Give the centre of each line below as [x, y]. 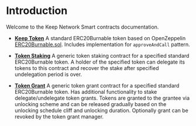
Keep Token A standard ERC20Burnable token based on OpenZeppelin [100, 38]
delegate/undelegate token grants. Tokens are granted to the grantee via [102, 98]
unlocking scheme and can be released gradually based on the [90, 104]
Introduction [37, 11]
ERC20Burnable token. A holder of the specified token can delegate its [100, 62]
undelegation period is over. [48, 74]
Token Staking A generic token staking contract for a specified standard [102, 55]
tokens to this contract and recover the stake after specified [87, 68]
